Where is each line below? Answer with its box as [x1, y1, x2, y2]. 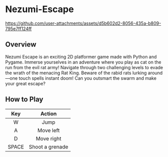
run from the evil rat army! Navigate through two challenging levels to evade [5, 64, 163, 70]
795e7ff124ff [5, 25, 32, 31]
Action [40, 110, 57, 117]
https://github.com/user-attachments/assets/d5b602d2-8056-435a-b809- [5, 20, 161, 26]
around [148, 70, 163, 76]
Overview [5, 40, 37, 49]
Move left [37, 127, 60, 134]
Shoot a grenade [29, 143, 69, 150]
